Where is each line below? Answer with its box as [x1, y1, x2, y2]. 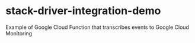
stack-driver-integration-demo [5, 4, 161, 18]
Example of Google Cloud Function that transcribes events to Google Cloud [5, 24, 189, 31]
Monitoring [5, 29, 33, 37]
